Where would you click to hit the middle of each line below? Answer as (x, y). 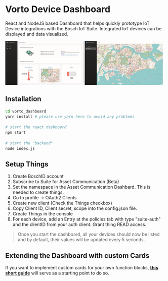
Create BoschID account (38, 176)
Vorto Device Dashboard (58, 9)
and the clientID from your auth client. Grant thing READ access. (79, 224)
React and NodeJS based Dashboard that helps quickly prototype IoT (77, 23)
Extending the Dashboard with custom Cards (77, 256)
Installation (23, 99)
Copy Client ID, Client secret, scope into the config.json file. (75, 208)
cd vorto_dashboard (26, 111)
